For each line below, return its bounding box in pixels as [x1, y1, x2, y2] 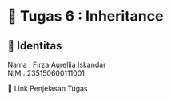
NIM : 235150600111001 [7, 68, 85, 78]
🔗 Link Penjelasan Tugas [7, 84, 89, 93]
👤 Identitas [7, 39, 62, 52]
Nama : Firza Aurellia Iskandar [7, 60, 106, 69]
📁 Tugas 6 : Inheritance [7, 7, 164, 25]
